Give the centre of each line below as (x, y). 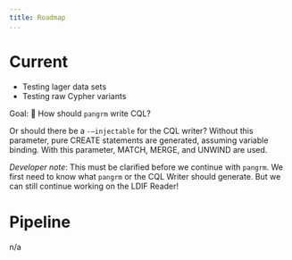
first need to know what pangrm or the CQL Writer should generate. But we (145, 176)
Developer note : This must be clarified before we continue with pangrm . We (146, 167)
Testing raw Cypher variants (74, 96)
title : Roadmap (38, 17)
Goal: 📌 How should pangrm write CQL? (80, 113)
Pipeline (40, 222)
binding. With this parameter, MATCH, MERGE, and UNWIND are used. (138, 149)
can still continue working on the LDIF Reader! (94, 186)
